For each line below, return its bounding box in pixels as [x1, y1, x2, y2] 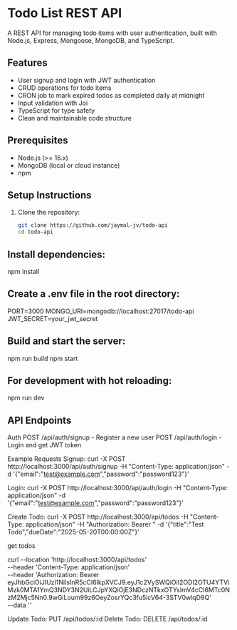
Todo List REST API [7, 5, 122, 21]
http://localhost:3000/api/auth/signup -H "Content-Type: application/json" [7, 462, 226, 471]
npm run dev [7, 394, 45, 402]
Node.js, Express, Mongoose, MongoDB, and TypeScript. [7, 36, 175, 44]
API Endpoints [7, 414, 72, 426]
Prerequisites [7, 134, 68, 147]
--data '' [7, 601, 32, 609]
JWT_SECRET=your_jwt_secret [7, 314, 98, 322]
